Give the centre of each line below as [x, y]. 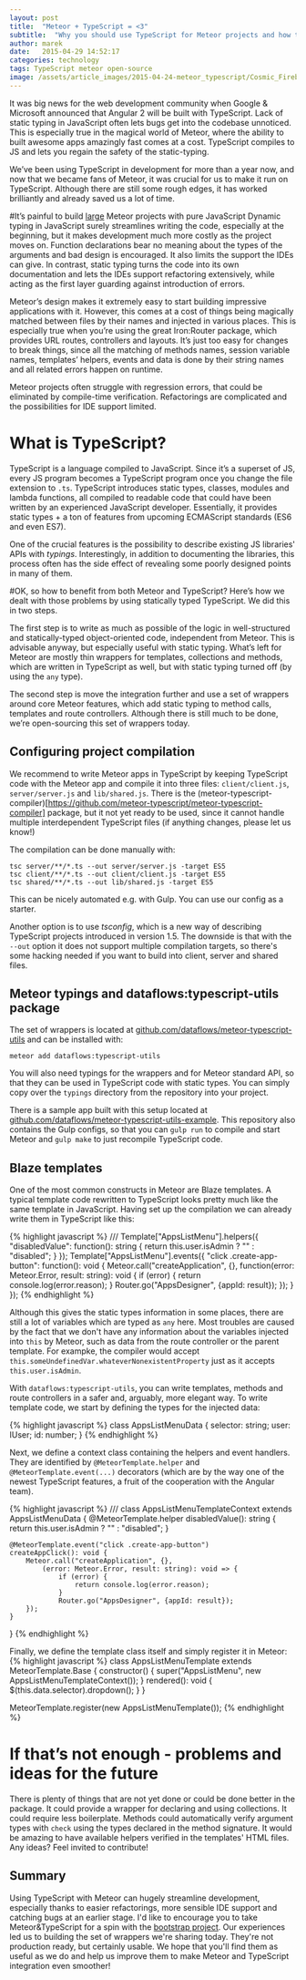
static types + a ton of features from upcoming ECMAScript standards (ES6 [151, 517]
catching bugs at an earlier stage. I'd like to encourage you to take [133, 1917]
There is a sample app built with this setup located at [108, 1110]
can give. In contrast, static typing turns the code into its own [124, 264]
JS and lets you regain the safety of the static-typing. [109, 151]
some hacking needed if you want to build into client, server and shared [144, 955]
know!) [22, 831]
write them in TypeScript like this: [72, 1219]
